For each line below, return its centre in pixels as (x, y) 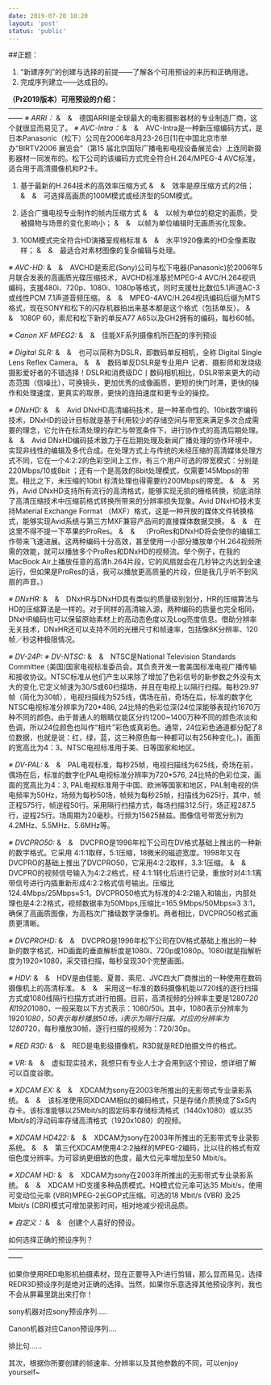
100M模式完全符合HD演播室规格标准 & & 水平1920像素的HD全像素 (134, 240)
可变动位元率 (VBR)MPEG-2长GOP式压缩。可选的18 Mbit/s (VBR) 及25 (124, 1195)
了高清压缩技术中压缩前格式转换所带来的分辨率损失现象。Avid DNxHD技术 (131, 501)
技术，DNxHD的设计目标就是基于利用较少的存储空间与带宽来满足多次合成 (130, 420)
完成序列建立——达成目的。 (66, 82)
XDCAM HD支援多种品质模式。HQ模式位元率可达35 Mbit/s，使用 (155, 1185)
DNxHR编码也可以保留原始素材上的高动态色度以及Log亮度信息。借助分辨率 (133, 619)
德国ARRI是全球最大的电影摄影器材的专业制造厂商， (165, 118)
